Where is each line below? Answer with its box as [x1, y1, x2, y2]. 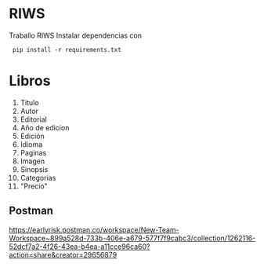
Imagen [20, 156, 45, 166]
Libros [9, 72, 51, 90]
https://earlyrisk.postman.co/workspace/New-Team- [9, 225, 179, 234]
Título [20, 97, 39, 107]
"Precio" [20, 181, 48, 191]
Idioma [20, 139, 43, 149]
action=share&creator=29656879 [9, 250, 118, 259]
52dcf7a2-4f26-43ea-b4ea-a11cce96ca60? [9, 241, 150, 251]
